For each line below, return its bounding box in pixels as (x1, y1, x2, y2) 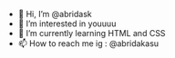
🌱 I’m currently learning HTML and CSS (17, 28, 166, 38)
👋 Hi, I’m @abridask (17, 9, 93, 19)
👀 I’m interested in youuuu (17, 18, 117, 29)
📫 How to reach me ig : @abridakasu (17, 38, 160, 49)
